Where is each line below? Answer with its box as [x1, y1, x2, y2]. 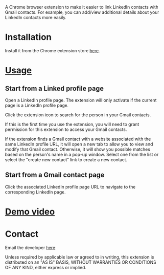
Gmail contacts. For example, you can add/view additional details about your [5, 9, 160, 15]
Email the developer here [5, 244, 55, 251]
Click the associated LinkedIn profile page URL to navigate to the [5, 184, 136, 190]
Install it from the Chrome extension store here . [5, 47, 100, 53]
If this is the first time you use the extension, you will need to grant [5, 121, 140, 127]
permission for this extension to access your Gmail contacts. [5, 127, 127, 132]
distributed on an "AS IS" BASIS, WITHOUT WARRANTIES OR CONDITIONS [5, 259, 157, 265]
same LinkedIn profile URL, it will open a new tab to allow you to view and [5, 141, 153, 147]
